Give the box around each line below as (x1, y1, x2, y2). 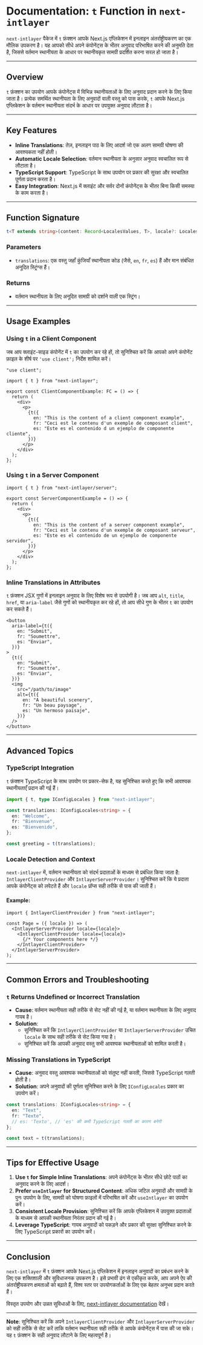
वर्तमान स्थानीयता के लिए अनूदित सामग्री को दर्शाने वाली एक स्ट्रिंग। (14, 292, 141, 300)
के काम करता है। (14, 189, 48, 196)
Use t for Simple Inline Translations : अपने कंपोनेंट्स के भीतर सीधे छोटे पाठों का (14, 1174, 187, 1181)
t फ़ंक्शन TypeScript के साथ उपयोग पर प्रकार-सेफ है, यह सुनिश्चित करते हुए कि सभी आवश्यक (6, 777, 192, 785)
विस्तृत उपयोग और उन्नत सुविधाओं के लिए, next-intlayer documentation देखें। (6, 1300, 169, 1307)
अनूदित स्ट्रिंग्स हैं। (14, 263, 50, 270)
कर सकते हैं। (6, 606, 33, 613)
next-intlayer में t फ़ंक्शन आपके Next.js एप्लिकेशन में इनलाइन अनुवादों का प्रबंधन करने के (6, 1268, 189, 1275)
